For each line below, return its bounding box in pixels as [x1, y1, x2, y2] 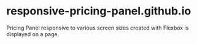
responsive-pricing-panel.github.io [6, 4, 191, 18]
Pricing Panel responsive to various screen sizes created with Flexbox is [6, 24, 189, 31]
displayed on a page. [6, 30, 60, 37]
